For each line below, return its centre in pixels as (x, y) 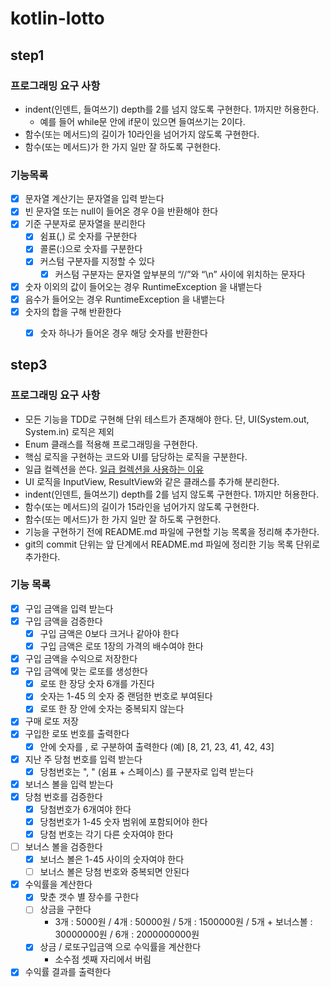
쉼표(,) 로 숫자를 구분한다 (88, 236)
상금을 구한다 (65, 909)
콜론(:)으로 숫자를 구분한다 (91, 249)
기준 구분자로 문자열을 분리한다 (85, 224)
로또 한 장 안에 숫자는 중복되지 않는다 (112, 709)
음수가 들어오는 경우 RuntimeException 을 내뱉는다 (124, 299)
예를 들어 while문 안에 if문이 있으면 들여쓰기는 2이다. (142, 121)
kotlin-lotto (57, 18)
